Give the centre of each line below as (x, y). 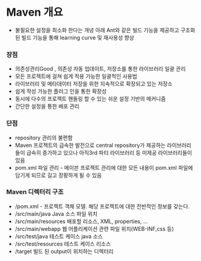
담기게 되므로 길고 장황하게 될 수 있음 (58, 175)
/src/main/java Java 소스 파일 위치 (56, 214)
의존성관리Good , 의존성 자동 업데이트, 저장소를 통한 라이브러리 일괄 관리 (100, 69)
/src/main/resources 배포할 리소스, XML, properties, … (82, 221)
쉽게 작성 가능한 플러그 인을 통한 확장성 (61, 91)
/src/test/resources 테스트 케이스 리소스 (63, 244)
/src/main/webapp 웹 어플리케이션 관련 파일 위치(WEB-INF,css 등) (94, 229)
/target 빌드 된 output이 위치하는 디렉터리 (64, 251)
